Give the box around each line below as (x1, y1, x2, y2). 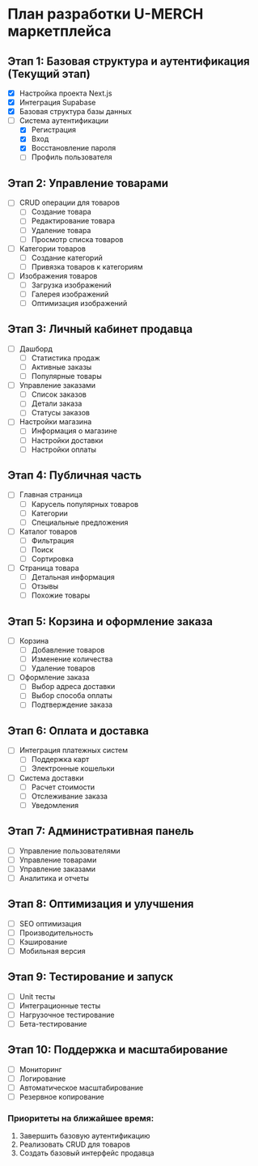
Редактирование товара (31, 216, 116, 226)
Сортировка (31, 554, 74, 564)
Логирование (19, 1074, 66, 1083)
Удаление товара (31, 225, 91, 235)
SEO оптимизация (19, 918, 82, 928)
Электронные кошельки (31, 764, 115, 773)
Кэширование (19, 937, 68, 947)
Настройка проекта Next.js (19, 88, 112, 98)
